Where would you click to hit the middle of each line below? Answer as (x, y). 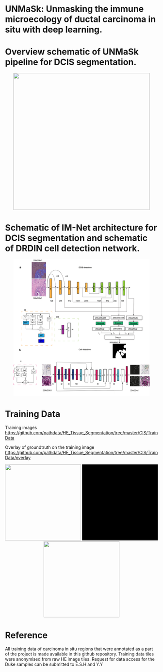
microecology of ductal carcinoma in (81, 19)
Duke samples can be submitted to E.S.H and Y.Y (54, 664)
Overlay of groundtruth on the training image (50, 447)
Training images (21, 427)
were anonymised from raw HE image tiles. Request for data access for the (80, 659)
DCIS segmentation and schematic (76, 238)
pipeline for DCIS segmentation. (71, 62)
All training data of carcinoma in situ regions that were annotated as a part (79, 649)
